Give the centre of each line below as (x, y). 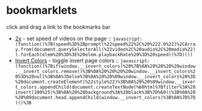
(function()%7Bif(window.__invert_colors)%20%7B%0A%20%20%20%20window (105, 66)
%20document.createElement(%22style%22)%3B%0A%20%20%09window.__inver (105, 82)
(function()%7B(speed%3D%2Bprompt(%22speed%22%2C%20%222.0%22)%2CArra (105, 44)
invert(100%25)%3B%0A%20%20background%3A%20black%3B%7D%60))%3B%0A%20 (105, 92)
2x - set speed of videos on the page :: (63, 38)
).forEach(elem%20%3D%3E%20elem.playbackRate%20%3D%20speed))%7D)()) (104, 54)
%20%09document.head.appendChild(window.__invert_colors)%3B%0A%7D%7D (105, 97)
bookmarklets (42, 10)
